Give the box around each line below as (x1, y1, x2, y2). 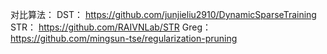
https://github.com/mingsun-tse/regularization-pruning (10, 33, 238, 44)
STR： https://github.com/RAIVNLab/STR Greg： (10, 21, 212, 33)
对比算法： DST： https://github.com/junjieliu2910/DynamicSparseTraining (10, 9, 317, 20)
